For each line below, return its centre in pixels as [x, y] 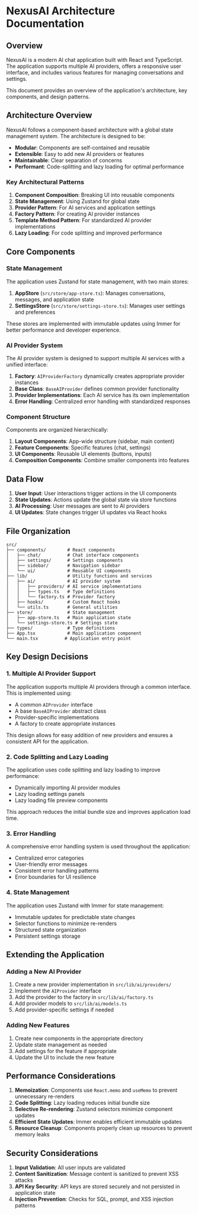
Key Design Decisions [47, 657]
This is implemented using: [39, 693]
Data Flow [25, 479]
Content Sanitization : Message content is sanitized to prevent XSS [97, 1174]
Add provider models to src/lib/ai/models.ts [71, 1004]
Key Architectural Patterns [45, 182]
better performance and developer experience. [63, 330]
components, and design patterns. [48, 97]
